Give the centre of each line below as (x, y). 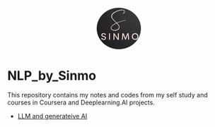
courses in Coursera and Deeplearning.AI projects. (81, 102)
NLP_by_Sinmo (52, 75)
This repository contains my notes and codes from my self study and (107, 95)
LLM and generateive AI (52, 116)
